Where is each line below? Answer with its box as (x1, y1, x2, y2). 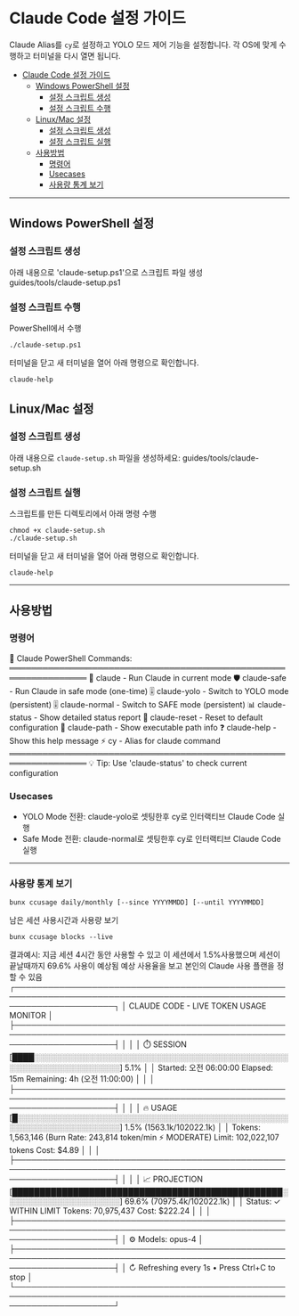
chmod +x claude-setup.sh (9, 526, 105, 535)
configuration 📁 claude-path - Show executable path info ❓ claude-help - (9, 722, 278, 732)
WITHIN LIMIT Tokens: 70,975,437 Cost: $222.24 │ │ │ (9, 1206, 212, 1216)
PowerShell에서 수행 (9, 323, 82, 333)
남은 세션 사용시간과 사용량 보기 (9, 915, 119, 926)
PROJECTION (152, 1173, 203, 1185)
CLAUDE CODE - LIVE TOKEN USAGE (128, 1001, 267, 1011)
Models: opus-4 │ (137, 1234, 204, 1245)
